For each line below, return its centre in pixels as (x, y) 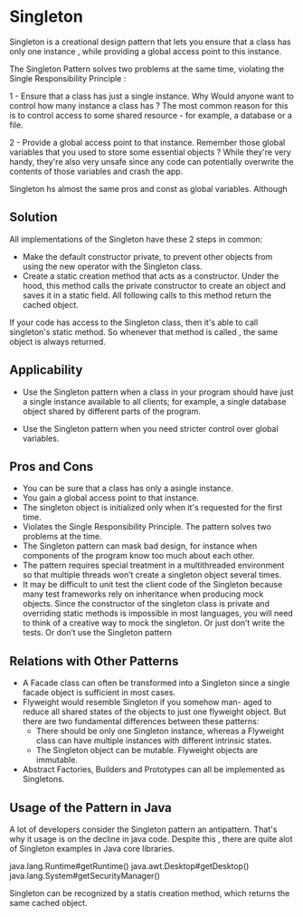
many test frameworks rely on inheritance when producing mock (143, 594)
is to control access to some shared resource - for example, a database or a (151, 115)
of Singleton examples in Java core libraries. (92, 849)
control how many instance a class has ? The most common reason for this (149, 105)
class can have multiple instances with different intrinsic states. (154, 740)
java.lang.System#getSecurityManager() (85, 876)
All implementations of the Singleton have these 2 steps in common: (136, 239)
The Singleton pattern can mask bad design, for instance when (140, 546)
